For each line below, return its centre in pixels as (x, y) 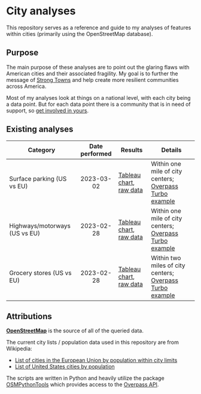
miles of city (168, 265)
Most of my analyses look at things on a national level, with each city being (98, 97)
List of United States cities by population (65, 366)
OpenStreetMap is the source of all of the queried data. (75, 331)
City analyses (41, 11)
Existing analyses (40, 129)
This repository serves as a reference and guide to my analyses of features (99, 28)
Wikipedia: (19, 349)
